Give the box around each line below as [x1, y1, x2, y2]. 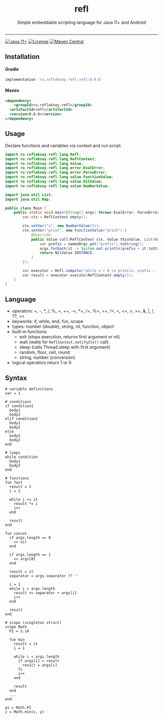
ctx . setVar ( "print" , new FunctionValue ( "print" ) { [22, 228, 127, 233]
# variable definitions [5, 387, 53, 392]
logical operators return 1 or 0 [12, 360, 72, 366]
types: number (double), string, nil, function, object [12, 324, 114, 330]
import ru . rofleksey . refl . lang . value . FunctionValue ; [5, 175, 114, 180]
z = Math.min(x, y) [5, 710, 45, 715]
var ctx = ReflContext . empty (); [22, 215, 88, 219]
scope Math [5, 625, 27, 630]
